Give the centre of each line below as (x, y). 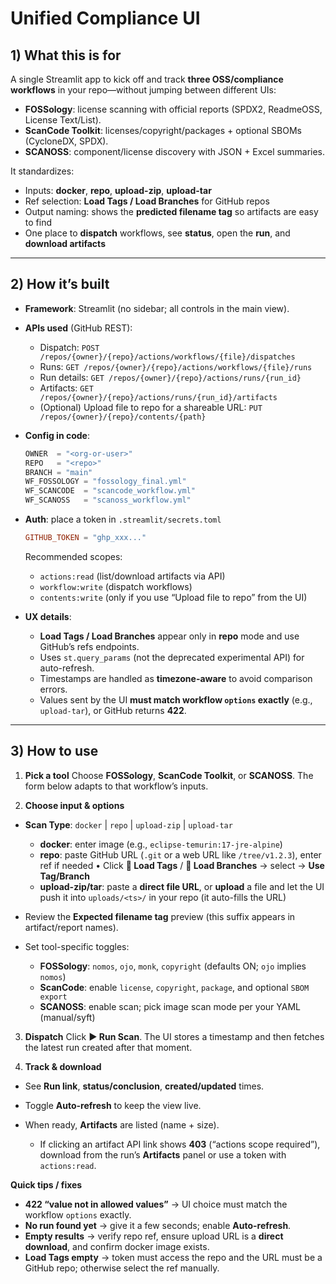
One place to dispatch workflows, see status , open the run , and (157, 233)
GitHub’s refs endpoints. (89, 646)
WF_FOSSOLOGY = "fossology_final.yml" (105, 482)
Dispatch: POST (69, 347)
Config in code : (57, 435)
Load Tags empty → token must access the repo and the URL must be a (173, 1257)
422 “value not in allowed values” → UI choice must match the (156, 1204)
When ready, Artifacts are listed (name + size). (122, 1124)
